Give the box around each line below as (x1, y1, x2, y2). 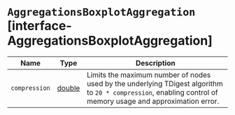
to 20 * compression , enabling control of (86, 87, 218, 97)
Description (135, 58, 176, 68)
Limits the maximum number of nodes (86, 69, 211, 79)
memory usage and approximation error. (86, 96, 220, 106)
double (57, 83, 80, 93)
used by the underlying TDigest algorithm (86, 79, 223, 88)
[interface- (7, 18, 72, 34)
